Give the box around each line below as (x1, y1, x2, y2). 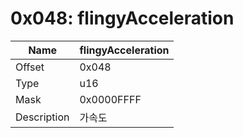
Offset (15, 60, 45, 74)
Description (15, 110, 70, 124)
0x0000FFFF (79, 92, 142, 106)
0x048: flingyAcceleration (10, 7, 235, 30)
